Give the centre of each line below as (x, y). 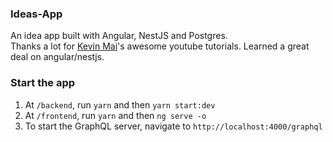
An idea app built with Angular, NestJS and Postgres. (119, 36)
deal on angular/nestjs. (57, 57)
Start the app (43, 83)
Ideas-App (36, 14)
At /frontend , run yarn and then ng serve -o (115, 115)
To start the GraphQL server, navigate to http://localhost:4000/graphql (173, 126)
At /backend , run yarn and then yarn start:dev (120, 104)
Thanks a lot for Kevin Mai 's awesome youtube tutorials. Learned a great (160, 46)
